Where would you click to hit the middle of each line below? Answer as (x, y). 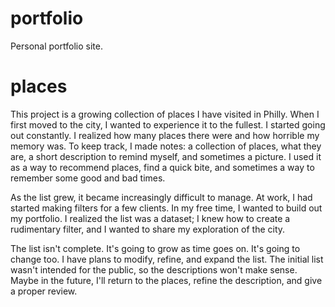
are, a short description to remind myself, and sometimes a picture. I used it (166, 156)
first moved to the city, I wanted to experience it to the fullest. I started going (168, 124)
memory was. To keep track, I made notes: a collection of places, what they (166, 146)
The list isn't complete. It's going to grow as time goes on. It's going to (155, 248)
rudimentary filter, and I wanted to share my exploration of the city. (148, 229)
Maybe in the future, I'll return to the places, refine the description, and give (166, 280)
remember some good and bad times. (88, 178)
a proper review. (44, 291)
